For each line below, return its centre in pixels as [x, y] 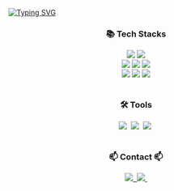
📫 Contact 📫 [136, 156]
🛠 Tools [136, 105]
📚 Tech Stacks [136, 34]
